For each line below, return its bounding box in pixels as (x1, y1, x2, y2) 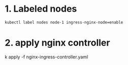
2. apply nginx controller (5, 37, 110, 48)
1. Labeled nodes (5, 3, 77, 15)
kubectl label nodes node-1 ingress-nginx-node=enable (5, 20, 123, 25)
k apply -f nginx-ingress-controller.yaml (5, 54, 88, 60)
